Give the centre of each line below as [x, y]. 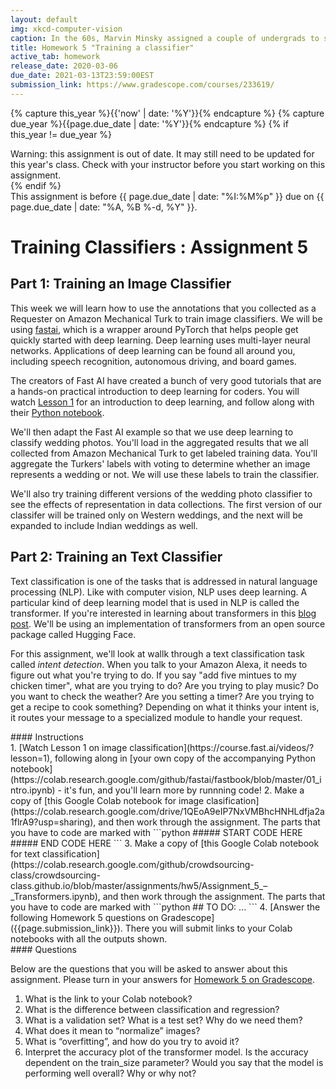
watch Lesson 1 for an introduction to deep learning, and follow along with [162, 402]
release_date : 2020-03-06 [64, 66]
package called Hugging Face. [73, 634]
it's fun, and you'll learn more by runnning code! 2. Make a [184, 790]
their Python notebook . [57, 412]
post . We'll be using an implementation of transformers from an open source [168, 623]
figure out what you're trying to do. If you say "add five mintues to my [153, 675]
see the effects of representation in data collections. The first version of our [166, 504]
